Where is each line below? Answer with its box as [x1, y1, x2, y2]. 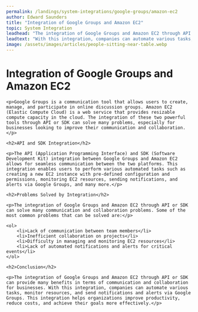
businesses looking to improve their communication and [6, 124, 146, 130]
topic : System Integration [6, 25, 72, 31]
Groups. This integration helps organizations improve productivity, [6, 295, 181, 301]
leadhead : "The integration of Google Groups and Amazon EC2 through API [6, 31, 192, 37]
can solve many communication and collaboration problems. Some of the [6, 207, 186, 213]
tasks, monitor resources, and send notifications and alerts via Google [6, 290, 192, 295]
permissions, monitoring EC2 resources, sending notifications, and [6, 176, 178, 182]
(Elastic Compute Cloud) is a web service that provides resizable [6, 109, 176, 115]
